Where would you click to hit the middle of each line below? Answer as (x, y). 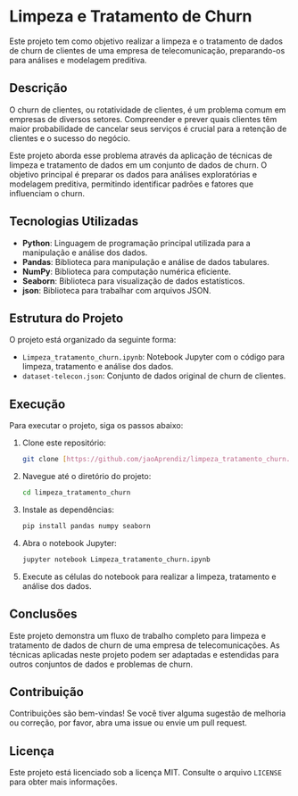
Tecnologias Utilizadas (74, 222)
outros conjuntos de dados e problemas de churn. (101, 664)
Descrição (38, 88)
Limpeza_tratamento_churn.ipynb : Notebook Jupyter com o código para (153, 357)
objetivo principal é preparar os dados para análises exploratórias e (133, 174)
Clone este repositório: (64, 443)
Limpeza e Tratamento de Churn (131, 17)
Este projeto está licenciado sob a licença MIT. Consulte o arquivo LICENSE (146, 773)
